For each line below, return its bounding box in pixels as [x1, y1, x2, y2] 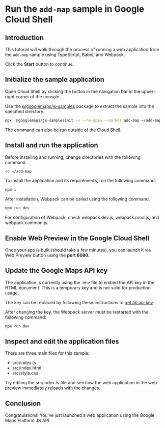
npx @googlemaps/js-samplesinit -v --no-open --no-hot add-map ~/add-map [5, 118, 162, 123]
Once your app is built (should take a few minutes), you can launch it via [5, 247, 151, 253]
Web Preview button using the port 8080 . [5, 252, 90, 258]
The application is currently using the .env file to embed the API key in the [5, 279, 155, 285]
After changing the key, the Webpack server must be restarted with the [5, 309, 149, 315]
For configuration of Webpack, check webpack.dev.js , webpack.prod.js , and [5, 215, 160, 221]
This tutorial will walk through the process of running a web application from [5, 47, 160, 52]
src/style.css [12, 370, 38, 376]
